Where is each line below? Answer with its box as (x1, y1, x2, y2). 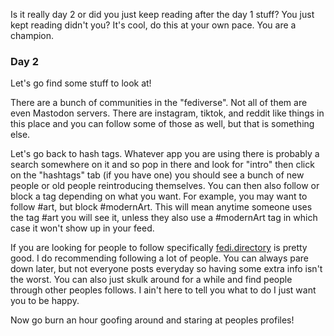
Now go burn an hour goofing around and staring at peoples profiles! (10, 314, 295, 326)
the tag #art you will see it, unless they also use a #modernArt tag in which (10, 212, 318, 224)
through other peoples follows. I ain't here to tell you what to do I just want (10, 284, 317, 296)
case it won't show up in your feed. (10, 222, 155, 234)
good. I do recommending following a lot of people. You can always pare (10, 252, 309, 264)
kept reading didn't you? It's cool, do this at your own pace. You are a (10, 19, 297, 31)
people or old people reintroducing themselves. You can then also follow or (10, 180, 320, 192)
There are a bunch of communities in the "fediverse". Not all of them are (10, 97, 308, 109)
